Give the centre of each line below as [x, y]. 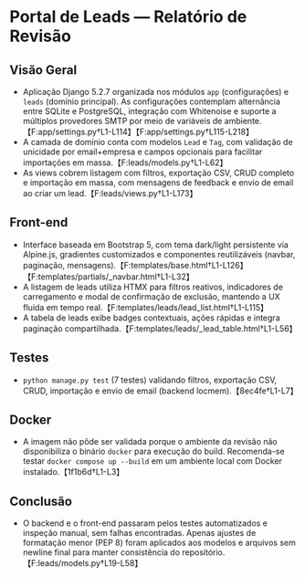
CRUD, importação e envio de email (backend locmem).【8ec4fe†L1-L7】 [160, 391]
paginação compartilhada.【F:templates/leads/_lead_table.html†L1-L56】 [160, 328]
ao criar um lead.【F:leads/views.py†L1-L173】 [110, 193]
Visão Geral [43, 70]
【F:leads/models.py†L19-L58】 [83, 563]
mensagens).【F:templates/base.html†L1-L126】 [158, 265]
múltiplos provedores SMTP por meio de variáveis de [122, 121]
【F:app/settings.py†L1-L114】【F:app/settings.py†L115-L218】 [138, 131]
